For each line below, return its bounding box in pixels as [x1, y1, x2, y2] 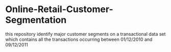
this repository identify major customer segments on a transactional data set [5, 31, 166, 37]
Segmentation [5, 14, 67, 26]
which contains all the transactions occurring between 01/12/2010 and [5, 36, 153, 42]
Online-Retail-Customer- [5, 4, 113, 15]
